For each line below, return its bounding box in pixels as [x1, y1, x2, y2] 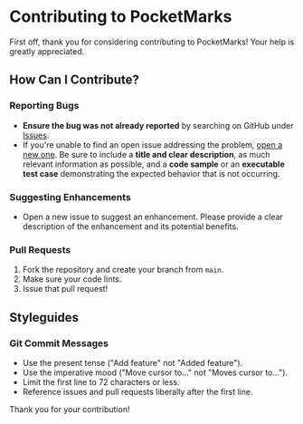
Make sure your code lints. [22, 274, 122, 284]
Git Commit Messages [9, 337, 109, 350]
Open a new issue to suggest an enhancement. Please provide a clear [22, 211, 283, 222]
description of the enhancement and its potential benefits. [22, 220, 239, 232]
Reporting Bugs [9, 100, 80, 112]
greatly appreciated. [9, 45, 85, 56]
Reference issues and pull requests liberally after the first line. [22, 386, 253, 397]
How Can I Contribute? [9, 72, 140, 88]
